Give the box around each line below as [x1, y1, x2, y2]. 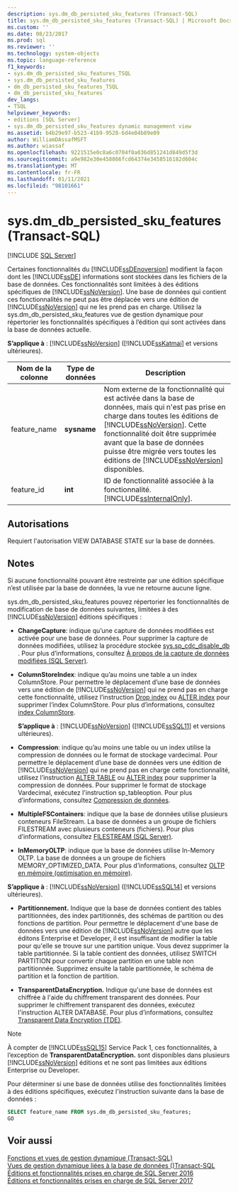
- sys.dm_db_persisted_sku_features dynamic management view [7, 122, 192, 130]
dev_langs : [7, 97, 40, 104]
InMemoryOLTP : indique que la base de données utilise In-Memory [17, 846, 215, 855]
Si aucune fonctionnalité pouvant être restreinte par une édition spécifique [7, 576, 225, 585]
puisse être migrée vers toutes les [103, 447, 217, 457]
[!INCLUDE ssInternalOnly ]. [103, 494, 193, 504]
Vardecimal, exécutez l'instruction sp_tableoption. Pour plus [17, 788, 193, 796]
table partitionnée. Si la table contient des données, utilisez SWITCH [17, 949, 217, 958]
